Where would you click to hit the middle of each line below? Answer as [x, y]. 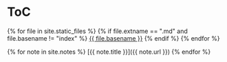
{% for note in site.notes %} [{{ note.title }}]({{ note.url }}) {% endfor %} [109, 52]
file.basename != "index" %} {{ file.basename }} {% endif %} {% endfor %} [113, 38]
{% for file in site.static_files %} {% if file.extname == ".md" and [97, 31]
